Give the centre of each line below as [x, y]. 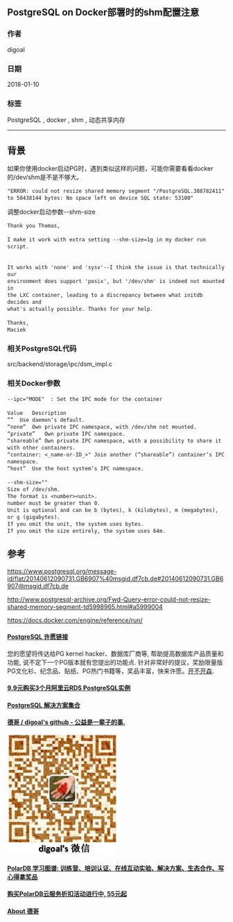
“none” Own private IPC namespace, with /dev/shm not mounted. [102, 427]
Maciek [17, 330]
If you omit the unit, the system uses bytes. [76, 524]
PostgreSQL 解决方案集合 [44, 705]
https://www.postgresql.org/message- [62, 571]
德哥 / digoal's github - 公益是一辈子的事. [66, 722]
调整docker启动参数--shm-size [51, 212]
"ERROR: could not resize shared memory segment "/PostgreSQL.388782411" [116, 191]
